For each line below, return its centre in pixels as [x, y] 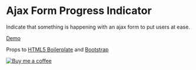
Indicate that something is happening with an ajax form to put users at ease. [98, 27]
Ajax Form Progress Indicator [79, 11]
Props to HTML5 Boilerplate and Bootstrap [57, 49]
